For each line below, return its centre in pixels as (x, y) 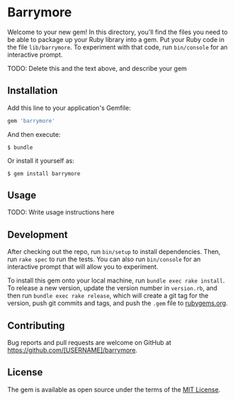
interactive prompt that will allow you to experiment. (83, 267)
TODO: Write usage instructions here (61, 212)
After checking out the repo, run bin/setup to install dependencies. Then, (114, 252)
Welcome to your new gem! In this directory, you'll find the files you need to (117, 32)
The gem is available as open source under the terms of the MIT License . (114, 389)
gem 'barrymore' (31, 121)
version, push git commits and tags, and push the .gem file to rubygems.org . (118, 303)
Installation (33, 90)
